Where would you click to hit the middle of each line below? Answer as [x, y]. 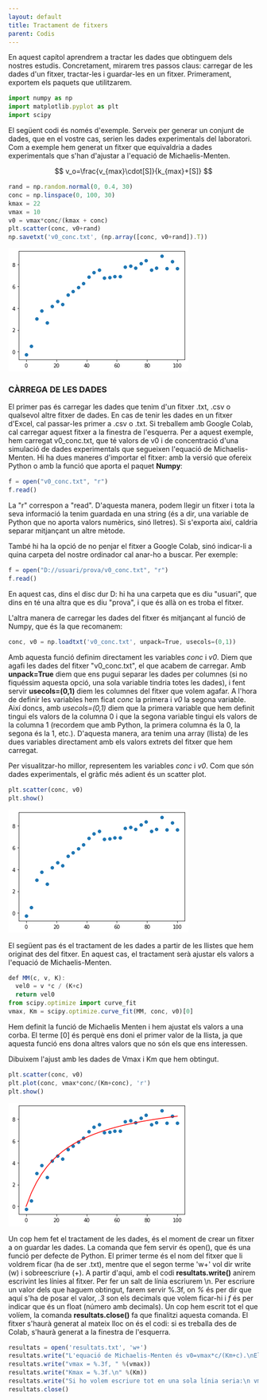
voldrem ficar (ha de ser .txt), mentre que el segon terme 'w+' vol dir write [130, 1264]
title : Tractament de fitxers [58, 25]
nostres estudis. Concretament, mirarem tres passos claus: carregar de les [130, 66]
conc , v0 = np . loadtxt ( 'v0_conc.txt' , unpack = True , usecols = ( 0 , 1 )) [122, 641]
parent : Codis [32, 33]
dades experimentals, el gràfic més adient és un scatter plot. [107, 774]
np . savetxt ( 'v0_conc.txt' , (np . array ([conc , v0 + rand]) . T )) [108, 237]
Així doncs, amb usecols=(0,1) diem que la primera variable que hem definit [132, 708]
